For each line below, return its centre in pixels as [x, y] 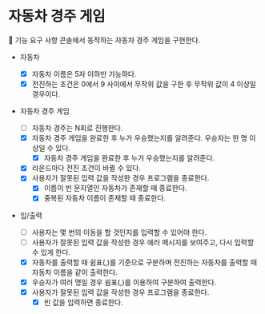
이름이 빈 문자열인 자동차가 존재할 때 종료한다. [115, 188]
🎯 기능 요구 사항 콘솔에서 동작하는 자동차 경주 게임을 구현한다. [104, 40]
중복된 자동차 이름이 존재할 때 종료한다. [105, 198]
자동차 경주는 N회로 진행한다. [77, 128]
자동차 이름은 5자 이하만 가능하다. [84, 74]
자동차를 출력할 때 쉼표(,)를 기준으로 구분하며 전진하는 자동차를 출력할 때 [145, 262]
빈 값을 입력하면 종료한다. [83, 302]
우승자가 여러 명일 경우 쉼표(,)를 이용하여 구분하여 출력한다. [124, 282]
